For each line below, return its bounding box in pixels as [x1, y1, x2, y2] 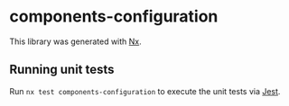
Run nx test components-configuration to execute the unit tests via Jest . [9, 85, 281, 96]
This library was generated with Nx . [9, 36, 142, 47]
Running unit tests [9, 62, 115, 77]
